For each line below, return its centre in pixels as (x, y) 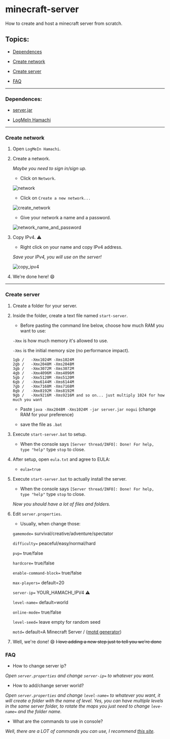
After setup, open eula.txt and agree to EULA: (61, 459)
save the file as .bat (41, 424)
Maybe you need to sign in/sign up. (50, 169)
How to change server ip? (39, 665)
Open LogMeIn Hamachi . (36, 149)
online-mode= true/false (37, 612)
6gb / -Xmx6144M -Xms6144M (43, 382)
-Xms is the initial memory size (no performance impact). (71, 350)
